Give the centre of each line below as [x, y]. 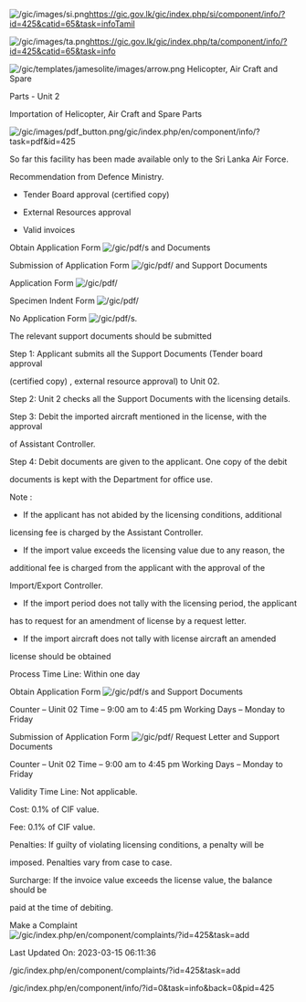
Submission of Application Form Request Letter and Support [145, 737]
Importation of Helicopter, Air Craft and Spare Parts [106, 114]
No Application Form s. [74, 318]
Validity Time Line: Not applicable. [74, 791]
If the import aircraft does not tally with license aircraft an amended [149, 638]
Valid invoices [49, 230]
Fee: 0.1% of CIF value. [53, 827]
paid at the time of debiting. [62, 907]
